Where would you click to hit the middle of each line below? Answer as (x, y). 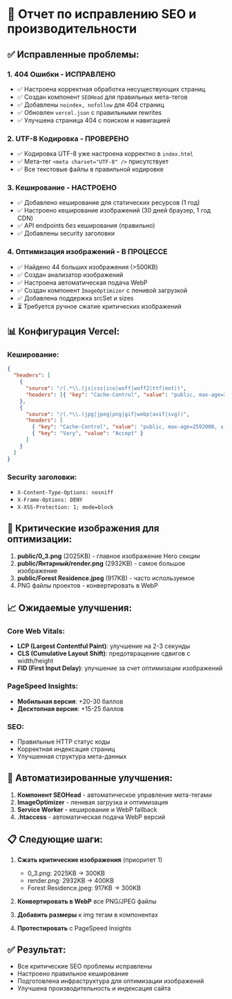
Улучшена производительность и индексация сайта (94, 989)
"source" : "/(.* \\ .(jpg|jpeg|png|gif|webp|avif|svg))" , (107, 414)
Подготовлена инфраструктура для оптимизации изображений (110, 981)
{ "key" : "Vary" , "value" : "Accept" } (88, 433)
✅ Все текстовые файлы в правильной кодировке (90, 170)
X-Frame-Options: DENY (50, 500)
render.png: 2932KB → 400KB (71, 880)
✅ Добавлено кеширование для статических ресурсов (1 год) (108, 203)
